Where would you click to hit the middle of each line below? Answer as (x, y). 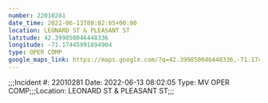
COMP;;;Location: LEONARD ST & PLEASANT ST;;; (91, 90)
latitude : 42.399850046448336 (59, 38)
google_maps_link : (39, 60)
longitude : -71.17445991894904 (60, 45)
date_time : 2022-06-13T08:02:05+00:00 (73, 23)
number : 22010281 (37, 15)
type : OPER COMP (35, 52)
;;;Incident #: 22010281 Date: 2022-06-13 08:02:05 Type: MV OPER (119, 82)
